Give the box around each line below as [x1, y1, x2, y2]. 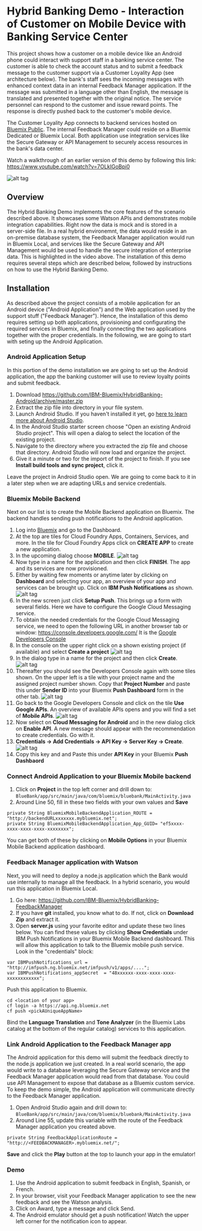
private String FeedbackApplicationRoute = [7, 1135, 118, 1141]
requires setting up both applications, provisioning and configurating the [7, 318, 186, 326]
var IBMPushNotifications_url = [7, 959, 88, 966]
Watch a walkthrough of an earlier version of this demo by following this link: [7, 156, 197, 163]
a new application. [15, 546, 61, 553]
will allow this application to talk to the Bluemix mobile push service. [15, 941, 184, 948]
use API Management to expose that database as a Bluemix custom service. [7, 1080, 195, 1087]
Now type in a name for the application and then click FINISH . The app [15, 559, 191, 566]
